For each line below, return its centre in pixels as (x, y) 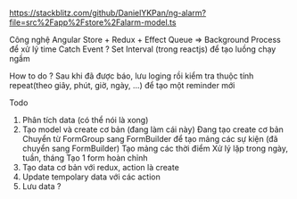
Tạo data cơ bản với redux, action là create (101, 167)
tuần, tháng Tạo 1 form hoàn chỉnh (85, 158)
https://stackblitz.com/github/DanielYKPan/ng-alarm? (108, 13)
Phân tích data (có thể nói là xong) (85, 120)
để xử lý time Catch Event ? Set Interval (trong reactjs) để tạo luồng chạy (143, 49)
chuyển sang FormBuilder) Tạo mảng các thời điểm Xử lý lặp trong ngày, (155, 148)
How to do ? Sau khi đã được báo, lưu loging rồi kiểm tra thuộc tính (132, 76)
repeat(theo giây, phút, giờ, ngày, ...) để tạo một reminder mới (122, 85)
